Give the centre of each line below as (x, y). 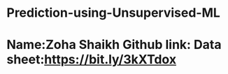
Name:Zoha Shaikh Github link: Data (114, 45)
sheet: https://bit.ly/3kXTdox (91, 60)
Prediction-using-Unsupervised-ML (114, 13)
